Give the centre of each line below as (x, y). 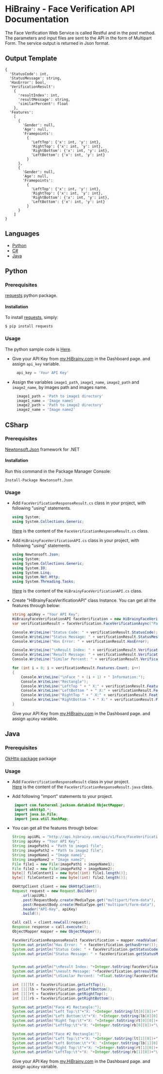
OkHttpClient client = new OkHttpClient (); (57, 887)
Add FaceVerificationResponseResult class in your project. (71, 781)
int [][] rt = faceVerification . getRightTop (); (60, 994)
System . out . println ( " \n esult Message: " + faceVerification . (73, 972)
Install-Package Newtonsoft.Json (39, 481)
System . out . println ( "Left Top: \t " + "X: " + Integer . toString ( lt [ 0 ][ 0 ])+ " (85, 1012)
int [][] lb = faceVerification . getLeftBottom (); (62, 989)
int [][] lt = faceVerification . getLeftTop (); (59, 985)
